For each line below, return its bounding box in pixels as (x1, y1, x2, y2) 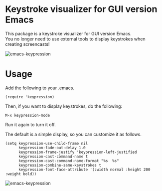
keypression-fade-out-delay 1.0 (18, 145, 86, 150)
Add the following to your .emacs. (5, 85, 75, 91)
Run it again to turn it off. (5, 121, 56, 128)
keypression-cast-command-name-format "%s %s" (18, 158, 120, 163)
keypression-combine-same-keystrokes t (18, 163, 101, 168)
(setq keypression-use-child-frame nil (5, 141, 88, 146)
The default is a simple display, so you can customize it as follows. (5, 131, 142, 137)
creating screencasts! (5, 41, 50, 47)
